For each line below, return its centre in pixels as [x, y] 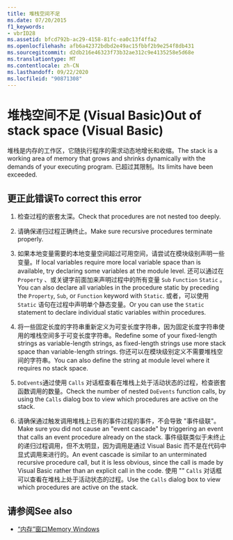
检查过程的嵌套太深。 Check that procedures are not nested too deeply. [119, 216]
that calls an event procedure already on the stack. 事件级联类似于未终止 [121, 437]
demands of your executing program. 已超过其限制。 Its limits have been [110, 167]
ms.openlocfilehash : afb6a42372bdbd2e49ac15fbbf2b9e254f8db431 [101, 46]
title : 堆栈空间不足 [34, 14]
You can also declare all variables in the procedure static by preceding [118, 287]
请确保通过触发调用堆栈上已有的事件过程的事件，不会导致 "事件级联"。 [119, 421]
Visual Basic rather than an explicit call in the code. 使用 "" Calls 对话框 [120, 471]
